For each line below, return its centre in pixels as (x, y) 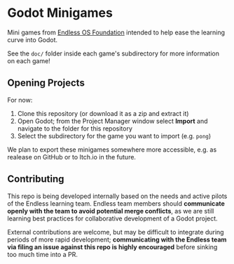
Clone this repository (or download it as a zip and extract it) (103, 113)
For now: (20, 100)
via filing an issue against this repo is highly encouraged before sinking (112, 246)
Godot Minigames (60, 13)
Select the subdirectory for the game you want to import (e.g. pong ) (114, 136)
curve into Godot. (33, 39)
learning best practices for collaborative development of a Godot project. (113, 218)
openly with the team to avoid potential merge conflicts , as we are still (111, 211)
